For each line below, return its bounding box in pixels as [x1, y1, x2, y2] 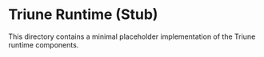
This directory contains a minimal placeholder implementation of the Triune [8, 32, 256, 41]
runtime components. [8, 40, 79, 49]
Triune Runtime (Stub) [8, 6, 158, 24]
